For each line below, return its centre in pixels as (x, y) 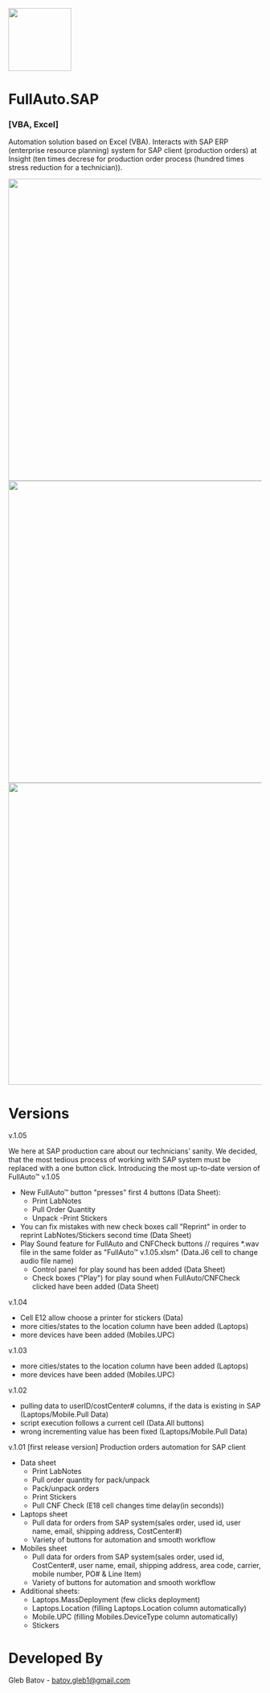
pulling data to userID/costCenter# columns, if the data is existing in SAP (140, 1406)
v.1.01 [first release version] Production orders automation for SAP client (127, 1447)
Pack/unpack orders (65, 1488)
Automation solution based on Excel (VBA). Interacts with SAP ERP (119, 142)
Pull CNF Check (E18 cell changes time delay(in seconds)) (128, 1505)
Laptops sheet (44, 1514)
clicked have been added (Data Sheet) (95, 1287)
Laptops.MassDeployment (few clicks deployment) (116, 1600)
